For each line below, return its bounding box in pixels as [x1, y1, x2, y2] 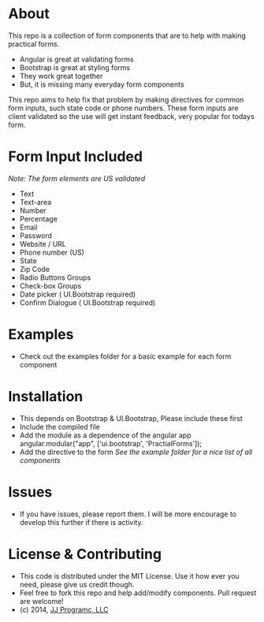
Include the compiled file [19, 422, 100, 431]
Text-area [19, 197, 52, 207]
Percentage [19, 214, 58, 223]
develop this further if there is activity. [19, 517, 143, 527]
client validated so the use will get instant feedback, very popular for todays [8, 111, 255, 121]
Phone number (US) [19, 248, 85, 257]
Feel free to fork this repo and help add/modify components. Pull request [19, 588, 257, 598]
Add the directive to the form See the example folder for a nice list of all [19, 447, 253, 456]
